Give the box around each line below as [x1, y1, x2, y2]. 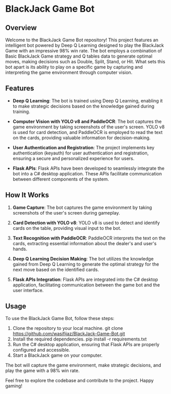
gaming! [5, 383, 22, 389]
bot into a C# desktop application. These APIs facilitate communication [12, 170, 162, 176]
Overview [5, 23, 37, 32]
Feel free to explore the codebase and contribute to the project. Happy [5, 378, 154, 384]
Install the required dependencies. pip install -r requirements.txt [12, 336, 147, 342]
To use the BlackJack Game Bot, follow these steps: [5, 316, 115, 322]
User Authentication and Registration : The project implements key [12, 144, 155, 150]
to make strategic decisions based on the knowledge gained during [12, 103, 155, 109]
